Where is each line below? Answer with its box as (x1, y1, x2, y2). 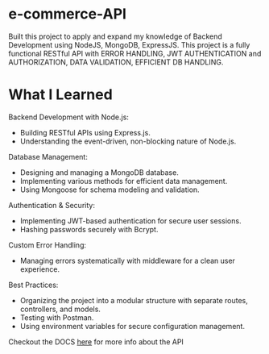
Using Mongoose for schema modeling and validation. (19, 185, 200, 194)
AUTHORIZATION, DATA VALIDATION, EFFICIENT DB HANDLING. (8, 57, 224, 67)
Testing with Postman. (19, 312, 94, 323)
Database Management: (8, 152, 89, 161)
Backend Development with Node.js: (8, 112, 129, 122)
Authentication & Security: (8, 200, 95, 210)
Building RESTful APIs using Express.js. (19, 127, 151, 137)
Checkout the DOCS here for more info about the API (8, 336, 184, 347)
